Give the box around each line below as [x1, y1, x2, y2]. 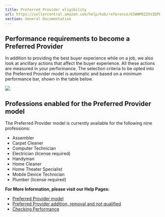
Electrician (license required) [12, 151, 71, 156]
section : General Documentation [5, 16, 71, 21]
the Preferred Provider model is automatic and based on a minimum [5, 71, 142, 77]
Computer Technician [12, 145, 56, 151]
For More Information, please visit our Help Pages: [5, 186, 110, 192]
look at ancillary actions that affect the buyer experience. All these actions [5, 60, 155, 66]
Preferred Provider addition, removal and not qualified [12, 201, 121, 207]
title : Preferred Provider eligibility [5, 7, 87, 12]
